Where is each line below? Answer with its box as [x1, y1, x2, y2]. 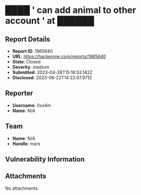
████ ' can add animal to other [5, 4, 137, 16]
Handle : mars [12, 141, 41, 147]
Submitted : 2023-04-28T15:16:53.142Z [12, 69, 93, 75]
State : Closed [12, 59, 41, 64]
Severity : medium [12, 64, 50, 70]
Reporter [5, 89, 33, 98]
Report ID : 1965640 [12, 48, 53, 54]
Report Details [5, 35, 51, 43]
